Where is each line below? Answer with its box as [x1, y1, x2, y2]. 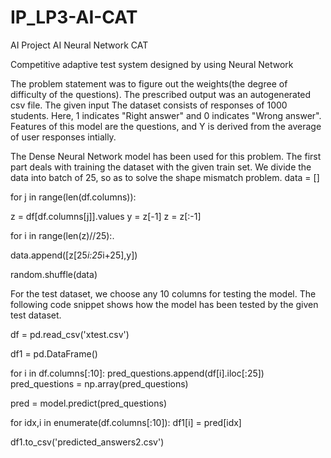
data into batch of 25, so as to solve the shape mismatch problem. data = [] [10, 171, 320, 183]
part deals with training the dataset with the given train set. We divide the [10, 161, 312, 173]
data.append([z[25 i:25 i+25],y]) [10, 249, 138, 261]
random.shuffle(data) [10, 268, 98, 280]
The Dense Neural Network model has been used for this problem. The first [10, 150, 322, 162]
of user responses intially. [10, 131, 117, 143]
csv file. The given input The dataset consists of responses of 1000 [10, 99, 288, 111]
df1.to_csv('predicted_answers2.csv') [10, 436, 165, 448]
